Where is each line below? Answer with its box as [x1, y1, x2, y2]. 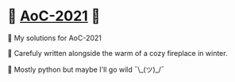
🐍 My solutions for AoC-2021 [7, 33, 102, 43]
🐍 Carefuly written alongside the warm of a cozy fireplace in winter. [7, 48, 228, 58]
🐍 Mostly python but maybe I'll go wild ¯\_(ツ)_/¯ [7, 65, 164, 74]
